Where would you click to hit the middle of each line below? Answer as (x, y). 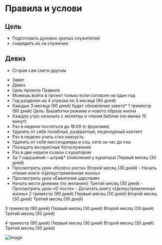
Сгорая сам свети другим (39, 70)
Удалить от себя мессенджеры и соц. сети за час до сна (71, 142)
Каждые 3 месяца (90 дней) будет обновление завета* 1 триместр (81, 106)
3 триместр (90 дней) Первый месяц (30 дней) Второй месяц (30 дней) (80, 208)
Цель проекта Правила (36, 90)
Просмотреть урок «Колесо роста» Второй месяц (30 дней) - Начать (84, 168)
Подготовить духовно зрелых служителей (56, 38)
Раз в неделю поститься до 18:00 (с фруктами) (61, 126)
